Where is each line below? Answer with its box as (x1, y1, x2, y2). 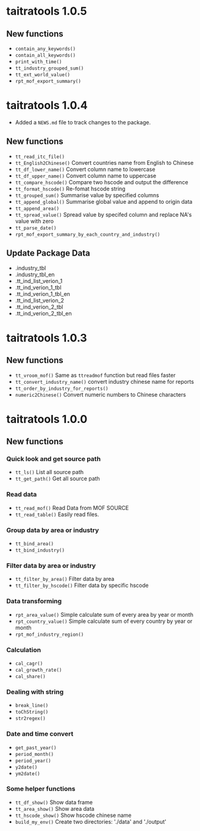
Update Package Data (6, 248, 90, 259)
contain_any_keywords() (15, 46, 76, 52)
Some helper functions (6, 785, 76, 793)
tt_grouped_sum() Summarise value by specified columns (15, 191, 160, 199)
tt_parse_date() (15, 225, 57, 231)
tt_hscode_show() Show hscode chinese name (15, 811, 132, 819)
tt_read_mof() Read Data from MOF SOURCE (15, 504, 129, 511)
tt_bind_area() (15, 541, 54, 547)
